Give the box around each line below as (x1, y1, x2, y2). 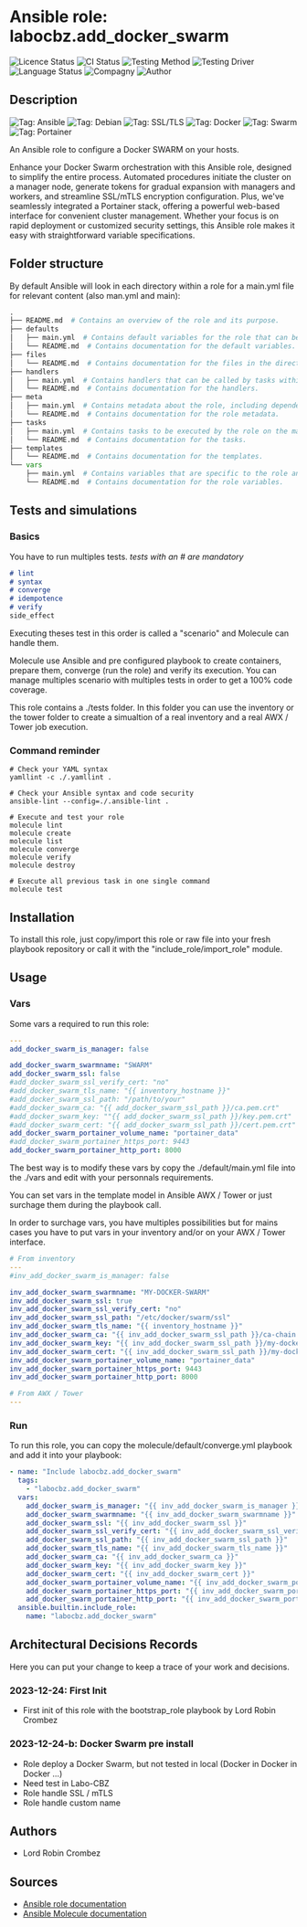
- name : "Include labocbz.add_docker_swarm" (9, 1467, 182, 1477)
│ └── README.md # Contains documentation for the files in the (9, 358, 272, 367)
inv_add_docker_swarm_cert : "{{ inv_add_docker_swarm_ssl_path (9, 1347, 256, 1356)
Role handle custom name (22, 1797, 122, 1808)
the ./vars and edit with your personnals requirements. (9, 1172, 214, 1183)
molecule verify (9, 852, 71, 863)
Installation (9, 909, 75, 925)
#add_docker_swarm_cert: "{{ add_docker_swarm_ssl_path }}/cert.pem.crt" (9, 1120, 297, 1129)
